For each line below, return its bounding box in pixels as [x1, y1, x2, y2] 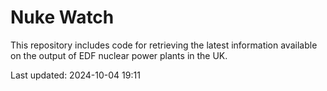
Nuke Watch [10, 6, 115, 29]
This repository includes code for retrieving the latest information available [10, 39, 318, 51]
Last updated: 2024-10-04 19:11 [10, 69, 141, 81]
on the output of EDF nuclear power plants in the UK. [10, 49, 228, 61]
